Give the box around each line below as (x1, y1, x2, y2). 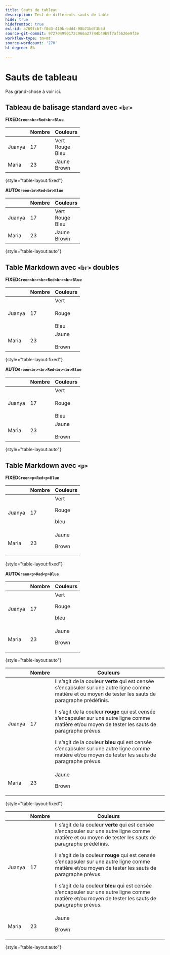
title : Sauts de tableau (5, 7, 58, 13)
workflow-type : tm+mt (5, 36, 51, 41)
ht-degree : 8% (5, 45, 35, 50)
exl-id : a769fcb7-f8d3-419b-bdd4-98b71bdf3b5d (5, 26, 105, 31)
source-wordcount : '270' (5, 41, 58, 46)
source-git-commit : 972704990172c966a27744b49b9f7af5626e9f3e (5, 31, 139, 36)
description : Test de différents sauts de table (5, 12, 110, 17)
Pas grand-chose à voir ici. (5, 88, 62, 94)
